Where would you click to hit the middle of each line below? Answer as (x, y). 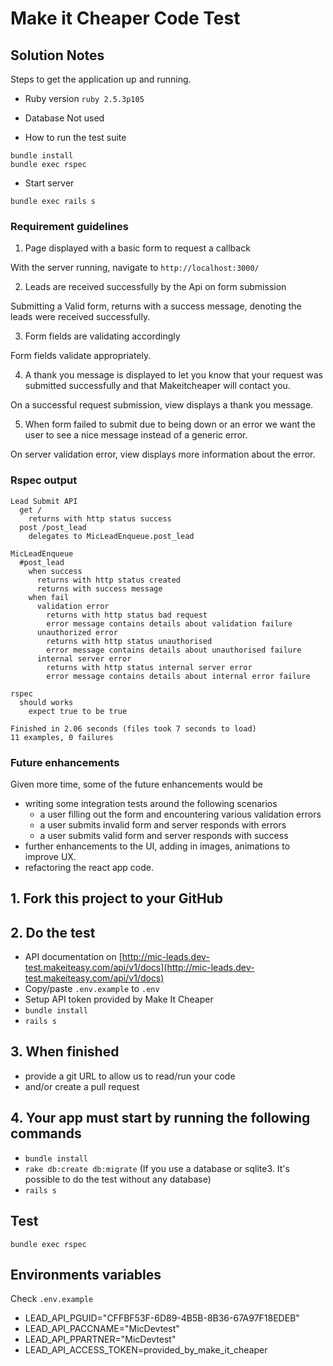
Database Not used (64, 118)
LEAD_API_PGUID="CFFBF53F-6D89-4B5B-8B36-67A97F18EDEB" (162, 1318)
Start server (49, 183)
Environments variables (86, 1274)
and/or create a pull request (82, 1086)
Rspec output (44, 480)
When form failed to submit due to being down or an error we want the (170, 424)
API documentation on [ (73, 957)
